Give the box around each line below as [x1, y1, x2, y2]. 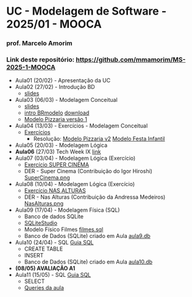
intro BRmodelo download [24, 109, 90, 116]
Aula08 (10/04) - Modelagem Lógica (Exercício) [15, 181, 135, 188]
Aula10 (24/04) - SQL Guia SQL [15, 239, 94, 246]
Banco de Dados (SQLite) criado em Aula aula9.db [24, 232, 151, 240]
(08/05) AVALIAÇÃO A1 [15, 265, 76, 272]
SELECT [24, 277, 45, 285]
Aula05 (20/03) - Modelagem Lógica [15, 141, 108, 149]
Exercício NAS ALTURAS [24, 187, 87, 195]
